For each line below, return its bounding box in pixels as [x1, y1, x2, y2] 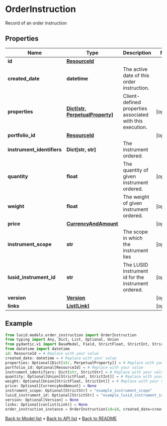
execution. [123, 124, 148, 131]
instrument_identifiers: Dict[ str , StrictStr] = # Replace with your [5, 370, 153, 375]
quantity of [123, 166, 149, 173]
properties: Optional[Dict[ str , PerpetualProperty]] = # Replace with [5, 360, 155, 365]
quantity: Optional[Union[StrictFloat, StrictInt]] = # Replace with [5, 374, 153, 379]
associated [123, 111, 149, 118]
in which [123, 234, 143, 241]
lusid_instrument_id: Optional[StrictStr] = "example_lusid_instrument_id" [5, 393, 166, 398]
